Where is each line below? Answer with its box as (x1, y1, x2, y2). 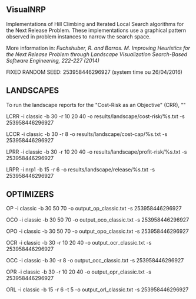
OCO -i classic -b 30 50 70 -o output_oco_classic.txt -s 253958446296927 (6, 216, 190, 223)
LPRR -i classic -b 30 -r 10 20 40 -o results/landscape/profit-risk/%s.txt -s (6, 148, 187, 155)
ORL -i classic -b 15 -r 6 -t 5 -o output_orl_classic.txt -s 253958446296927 (6, 286, 189, 293)
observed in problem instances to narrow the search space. (6, 32, 151, 40)
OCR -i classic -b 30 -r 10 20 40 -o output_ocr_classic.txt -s (6, 239, 152, 246)
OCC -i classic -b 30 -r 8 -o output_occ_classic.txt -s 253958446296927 (6, 257, 184, 264)
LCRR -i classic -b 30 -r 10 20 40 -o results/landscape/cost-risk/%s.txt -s (6, 112, 185, 120)
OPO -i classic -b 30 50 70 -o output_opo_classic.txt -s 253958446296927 (6, 227, 190, 235)
